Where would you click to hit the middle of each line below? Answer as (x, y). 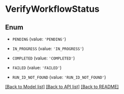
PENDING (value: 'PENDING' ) (39, 39)
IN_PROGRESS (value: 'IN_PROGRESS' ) (48, 48)
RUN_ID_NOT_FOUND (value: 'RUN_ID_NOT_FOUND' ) (59, 77)
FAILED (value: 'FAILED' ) (37, 68)
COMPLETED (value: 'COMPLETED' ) (44, 58)
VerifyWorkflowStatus (52, 9)
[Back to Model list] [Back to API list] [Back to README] (62, 87)
